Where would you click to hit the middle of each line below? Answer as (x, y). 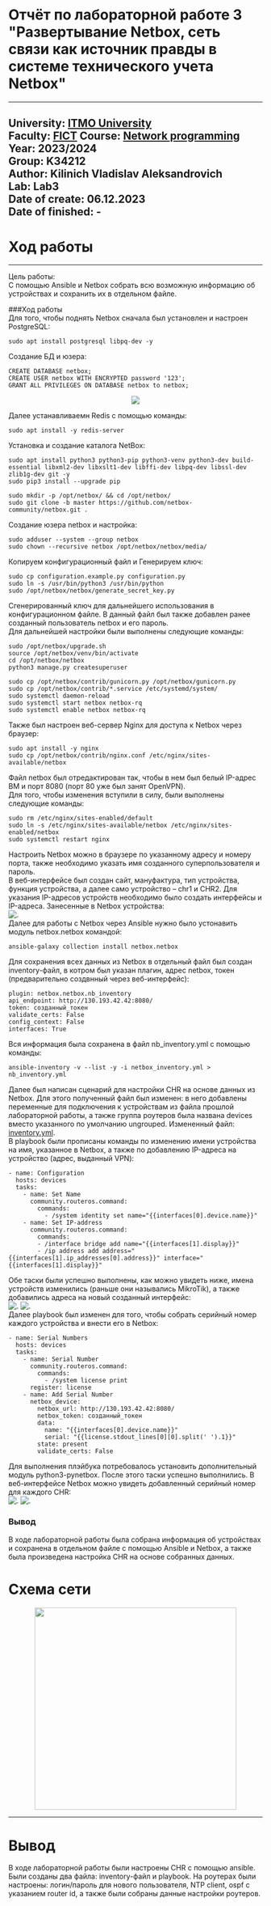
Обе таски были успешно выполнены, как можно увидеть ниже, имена (131, 1281)
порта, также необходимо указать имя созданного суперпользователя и (134, 863)
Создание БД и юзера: (48, 357)
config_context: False (46, 1022)
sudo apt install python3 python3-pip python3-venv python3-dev (119, 460)
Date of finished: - (55, 212)
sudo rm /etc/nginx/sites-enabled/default (81, 819)
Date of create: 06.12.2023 (77, 199)
